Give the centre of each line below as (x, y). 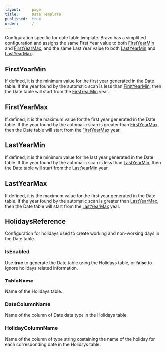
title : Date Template (33, 14)
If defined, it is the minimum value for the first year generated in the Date (80, 81)
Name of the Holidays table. (34, 291)
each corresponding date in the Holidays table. (53, 344)
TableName (19, 281)
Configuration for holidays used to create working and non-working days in (82, 233)
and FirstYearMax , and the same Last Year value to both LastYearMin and (80, 48)
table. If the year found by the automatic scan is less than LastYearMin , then (83, 162)
